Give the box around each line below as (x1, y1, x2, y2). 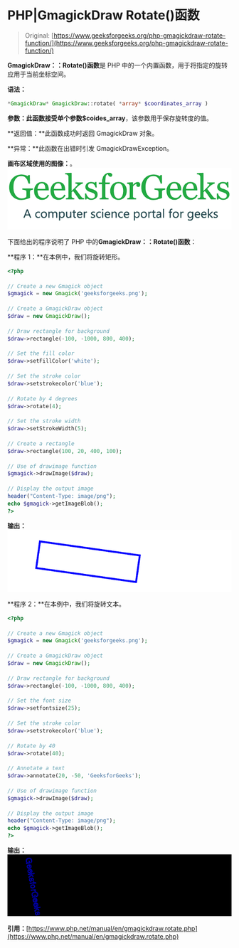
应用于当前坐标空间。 (7, 70, 70, 78)
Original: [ (24, 31, 54, 40)
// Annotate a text (7, 765, 65, 772)
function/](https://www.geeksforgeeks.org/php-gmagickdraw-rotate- (24, 38, 229, 47)
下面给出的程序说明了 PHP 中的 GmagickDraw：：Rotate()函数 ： (7, 237, 197, 246)
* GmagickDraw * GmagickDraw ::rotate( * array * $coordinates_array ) (7, 100, 208, 107)
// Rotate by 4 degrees (7, 395, 78, 403)
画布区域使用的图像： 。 (7, 159, 76, 168)
